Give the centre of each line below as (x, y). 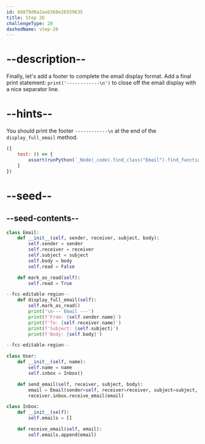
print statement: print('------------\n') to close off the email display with (101, 83)
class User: (21, 356)
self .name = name (50, 368)
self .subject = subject (58, 255)
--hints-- (30, 114)
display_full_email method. (42, 138)
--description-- (46, 59)
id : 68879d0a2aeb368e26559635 (45, 12)
